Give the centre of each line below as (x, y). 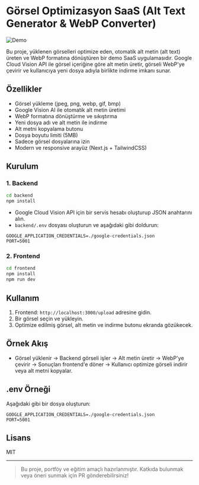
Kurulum (23, 167)
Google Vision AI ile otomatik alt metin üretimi (70, 110)
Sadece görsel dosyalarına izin (52, 141)
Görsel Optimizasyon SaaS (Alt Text (96, 11)
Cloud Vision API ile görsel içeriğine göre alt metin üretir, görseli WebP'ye (95, 64)
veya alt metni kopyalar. (44, 370)
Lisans (19, 438)
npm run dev (21, 280)
